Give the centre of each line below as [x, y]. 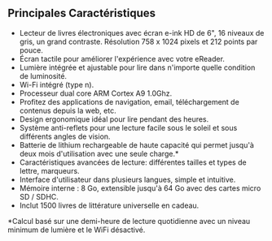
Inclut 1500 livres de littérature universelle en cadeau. [109, 205]
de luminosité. [43, 75]
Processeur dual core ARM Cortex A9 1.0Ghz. [96, 93]
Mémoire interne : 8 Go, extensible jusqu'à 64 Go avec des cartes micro [140, 188]
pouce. [31, 50]
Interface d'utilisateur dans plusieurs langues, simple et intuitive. [127, 179]
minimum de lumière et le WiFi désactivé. [77, 230]
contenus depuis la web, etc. [68, 110]
